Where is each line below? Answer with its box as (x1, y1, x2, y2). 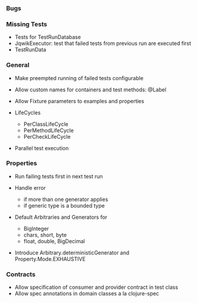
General (6, 61, 30, 69)
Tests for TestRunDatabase (14, 34, 81, 41)
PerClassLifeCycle (23, 120, 69, 127)
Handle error (14, 184, 46, 191)
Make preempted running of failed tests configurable (14, 74, 144, 81)
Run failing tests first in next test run (14, 173, 104, 180)
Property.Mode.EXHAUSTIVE (14, 255, 86, 262)
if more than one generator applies (23, 196, 108, 203)
